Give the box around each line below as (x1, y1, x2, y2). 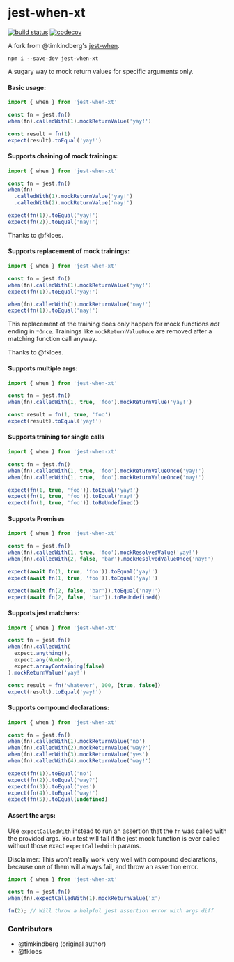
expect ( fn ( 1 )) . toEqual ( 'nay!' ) (8, 307, 99, 315)
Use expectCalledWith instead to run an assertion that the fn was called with (8, 827, 227, 835)
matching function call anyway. (8, 335, 97, 343)
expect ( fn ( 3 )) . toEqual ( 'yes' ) (8, 783, 96, 790)
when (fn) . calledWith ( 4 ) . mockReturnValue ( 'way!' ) (8, 758, 152, 765)
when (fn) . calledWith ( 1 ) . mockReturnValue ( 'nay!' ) (8, 301, 152, 308)
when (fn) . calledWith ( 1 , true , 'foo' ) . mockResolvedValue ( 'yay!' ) (8, 549, 198, 556)
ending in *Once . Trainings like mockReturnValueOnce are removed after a (8, 327, 212, 336)
